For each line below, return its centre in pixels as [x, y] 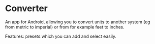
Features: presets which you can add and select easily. [61, 36]
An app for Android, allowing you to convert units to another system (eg [78, 22]
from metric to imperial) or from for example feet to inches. [65, 27]
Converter [26, 8]
